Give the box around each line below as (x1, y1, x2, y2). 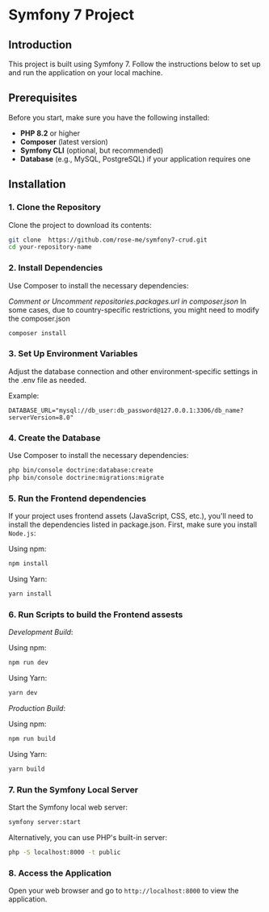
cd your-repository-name (8, 243, 92, 251)
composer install (8, 329, 67, 337)
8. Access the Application (8, 867, 111, 878)
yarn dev (8, 688, 38, 696)
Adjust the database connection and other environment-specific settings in (8, 366, 258, 376)
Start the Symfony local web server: (8, 802, 128, 812)
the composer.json (8, 313, 71, 323)
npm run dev (8, 658, 48, 667)
